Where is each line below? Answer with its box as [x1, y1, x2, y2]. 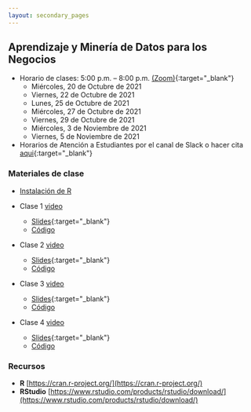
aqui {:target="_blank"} [19, 148, 93, 158]
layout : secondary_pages [8, 11, 89, 20]
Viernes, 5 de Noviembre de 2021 [31, 132, 140, 141]
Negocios [8, 53, 56, 67]
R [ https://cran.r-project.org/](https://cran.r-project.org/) [19, 378, 203, 388]
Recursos [8, 360, 45, 371]
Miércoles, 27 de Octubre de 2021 [31, 107, 141, 116]
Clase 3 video [19, 279, 64, 288]
